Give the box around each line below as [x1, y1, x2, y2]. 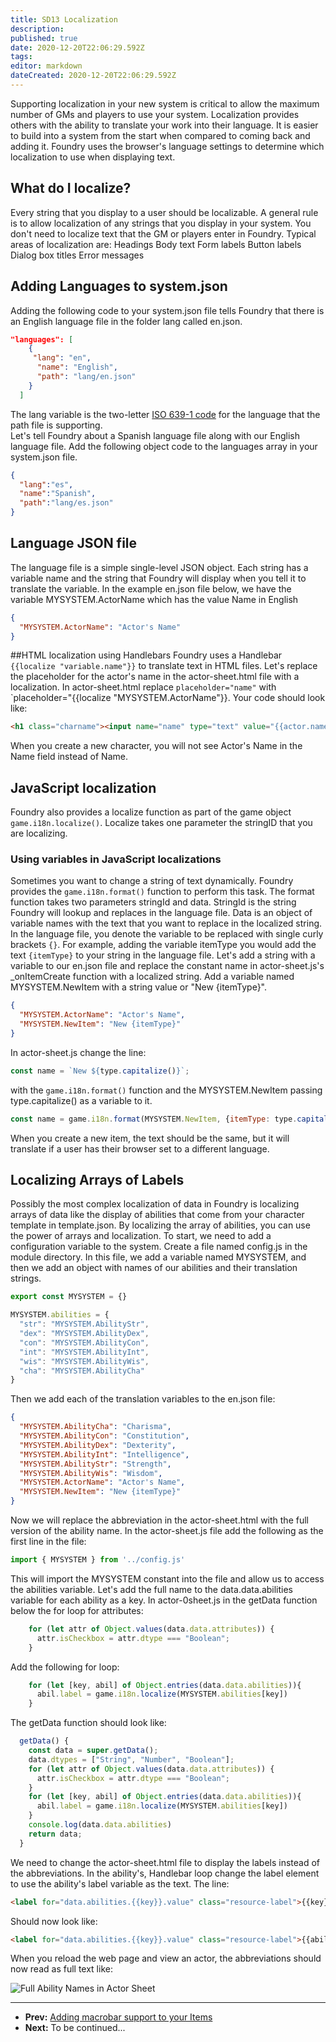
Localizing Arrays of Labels [10, 1172, 185, 1189]
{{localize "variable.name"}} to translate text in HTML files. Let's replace [10, 660, 318, 672]
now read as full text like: [10, 1963, 113, 1975]
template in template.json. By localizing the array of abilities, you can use [10, 1219, 311, 1231]
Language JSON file [10, 535, 138, 552]
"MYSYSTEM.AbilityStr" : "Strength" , [19, 1459, 172, 1469]
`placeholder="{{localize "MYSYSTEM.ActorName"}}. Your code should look [10, 692, 326, 704]
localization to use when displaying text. [10, 151, 176, 163]
